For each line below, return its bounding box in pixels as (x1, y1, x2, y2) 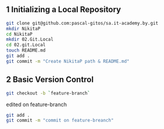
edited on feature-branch (6, 101, 67, 108)
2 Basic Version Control (6, 74, 94, 84)
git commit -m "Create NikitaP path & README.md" (6, 58, 130, 64)
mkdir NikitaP (6, 26, 41, 32)
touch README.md (6, 47, 46, 53)
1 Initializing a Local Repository (6, 5, 121, 15)
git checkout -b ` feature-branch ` (6, 90, 91, 96)
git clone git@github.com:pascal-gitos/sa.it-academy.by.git (6, 20, 159, 26)
